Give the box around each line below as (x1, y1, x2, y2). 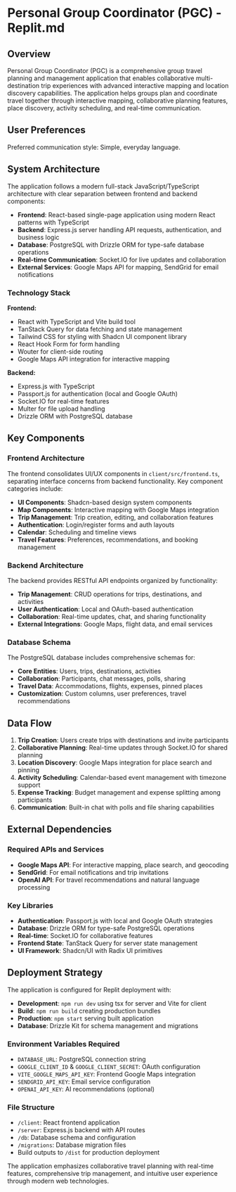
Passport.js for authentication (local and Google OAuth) (17, 389, 178, 398)
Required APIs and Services (7, 845, 104, 854)
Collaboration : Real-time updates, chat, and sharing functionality (17, 612, 206, 620)
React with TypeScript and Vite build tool (17, 317, 136, 326)
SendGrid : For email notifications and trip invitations (17, 868, 169, 876)
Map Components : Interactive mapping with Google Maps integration (17, 505, 219, 514)
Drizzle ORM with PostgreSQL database (17, 411, 133, 420)
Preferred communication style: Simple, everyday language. (7, 143, 181, 151)
